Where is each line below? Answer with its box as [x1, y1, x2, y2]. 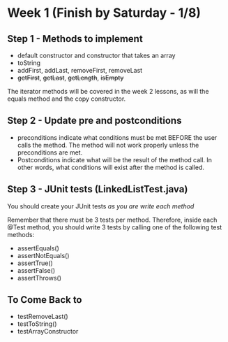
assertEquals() [17, 243, 59, 252]
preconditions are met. [17, 148, 83, 157]
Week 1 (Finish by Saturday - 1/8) [7, 5, 201, 21]
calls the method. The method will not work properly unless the [17, 141, 199, 149]
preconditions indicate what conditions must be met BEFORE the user [17, 133, 218, 141]
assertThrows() [17, 273, 61, 282]
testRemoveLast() [17, 313, 68, 321]
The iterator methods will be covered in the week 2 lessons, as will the [7, 87, 209, 95]
